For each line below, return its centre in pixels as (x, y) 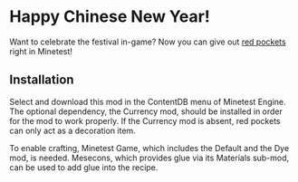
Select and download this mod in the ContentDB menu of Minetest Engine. (148, 101)
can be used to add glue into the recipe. (84, 167)
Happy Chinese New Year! (110, 17)
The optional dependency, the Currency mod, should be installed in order (146, 111)
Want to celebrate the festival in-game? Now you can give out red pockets (148, 42)
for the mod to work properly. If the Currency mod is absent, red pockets (145, 120)
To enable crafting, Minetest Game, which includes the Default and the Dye (149, 148)
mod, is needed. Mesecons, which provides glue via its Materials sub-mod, (149, 158)
